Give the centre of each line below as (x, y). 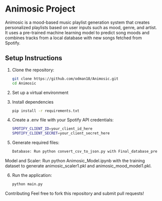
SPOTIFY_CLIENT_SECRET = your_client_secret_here (61, 133)
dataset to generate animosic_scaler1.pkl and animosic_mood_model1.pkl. (78, 166)
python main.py (27, 184)
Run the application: (32, 175)
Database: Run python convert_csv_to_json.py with (64, 152)
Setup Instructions (34, 58)
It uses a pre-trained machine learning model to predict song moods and (77, 32)
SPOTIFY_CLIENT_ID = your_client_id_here (52, 129)
